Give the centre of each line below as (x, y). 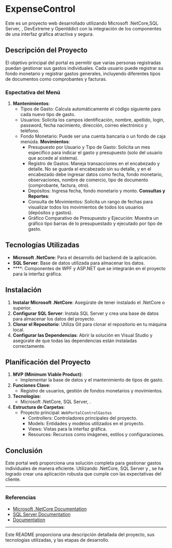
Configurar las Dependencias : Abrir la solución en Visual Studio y (82, 335)
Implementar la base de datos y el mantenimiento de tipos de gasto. (92, 380)
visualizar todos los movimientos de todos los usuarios (86, 207)
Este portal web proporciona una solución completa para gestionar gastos (83, 463)
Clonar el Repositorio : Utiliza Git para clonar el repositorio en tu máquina (90, 324)
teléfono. (30, 131)
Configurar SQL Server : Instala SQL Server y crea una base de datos (85, 313)
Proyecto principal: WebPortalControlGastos (66, 413)
